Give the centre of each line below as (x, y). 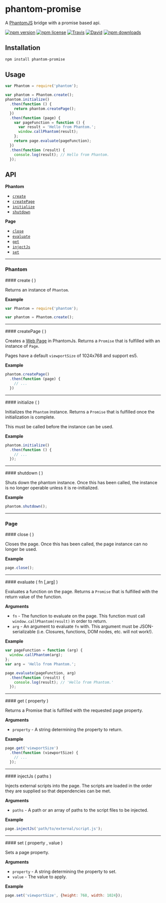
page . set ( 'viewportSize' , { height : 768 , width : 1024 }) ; (64, 895)
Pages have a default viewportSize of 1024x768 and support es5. (72, 356)
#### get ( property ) (27, 701)
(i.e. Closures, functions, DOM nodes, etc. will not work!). (95, 632)
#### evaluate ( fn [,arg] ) (32, 582)
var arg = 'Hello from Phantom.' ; (41, 664)
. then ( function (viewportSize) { (44, 753)
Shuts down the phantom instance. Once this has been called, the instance (81, 483)
